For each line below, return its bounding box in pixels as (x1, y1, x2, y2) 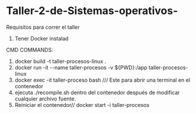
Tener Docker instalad (14, 35, 69, 42)
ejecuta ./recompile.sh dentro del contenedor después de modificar (14, 89, 180, 96)
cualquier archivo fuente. (14, 95, 76, 102)
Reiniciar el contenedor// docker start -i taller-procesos (14, 101, 150, 108)
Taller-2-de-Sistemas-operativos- (6, 4, 178, 18)
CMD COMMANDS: (6, 46, 53, 53)
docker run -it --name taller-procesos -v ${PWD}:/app (14, 63, 147, 71)
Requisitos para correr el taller (6, 24, 80, 31)
